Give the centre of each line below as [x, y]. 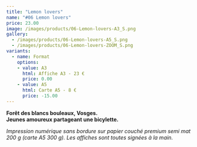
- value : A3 [32, 68]
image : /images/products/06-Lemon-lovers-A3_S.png [71, 29]
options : [28, 62]
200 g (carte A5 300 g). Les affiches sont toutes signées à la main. [90, 137]
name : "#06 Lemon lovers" [39, 17]
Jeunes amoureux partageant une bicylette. [62, 119]
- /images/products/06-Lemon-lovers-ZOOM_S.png [73, 46]
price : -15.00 [40, 96]
